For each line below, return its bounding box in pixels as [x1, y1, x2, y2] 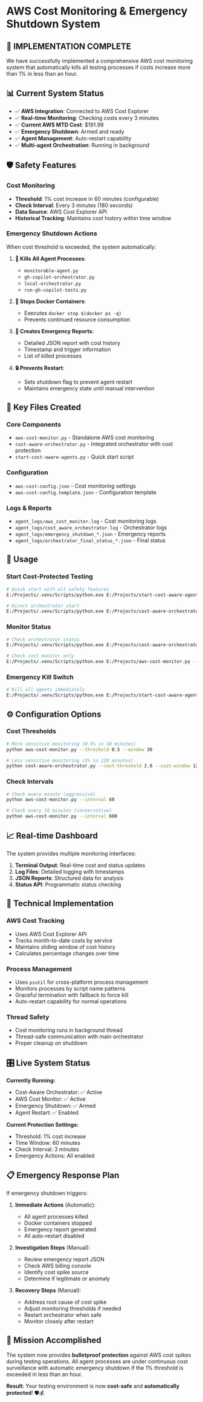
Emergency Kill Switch [6, 673, 74, 681]
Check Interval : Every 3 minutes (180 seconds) [14, 201, 133, 209]
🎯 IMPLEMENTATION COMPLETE [6, 41, 132, 51]
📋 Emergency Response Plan [6, 1170, 120, 1181]
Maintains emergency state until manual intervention [24, 384, 155, 391]
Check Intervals [6, 778, 54, 786]
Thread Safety [6, 1012, 50, 1021]
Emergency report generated [24, 1225, 97, 1233]
